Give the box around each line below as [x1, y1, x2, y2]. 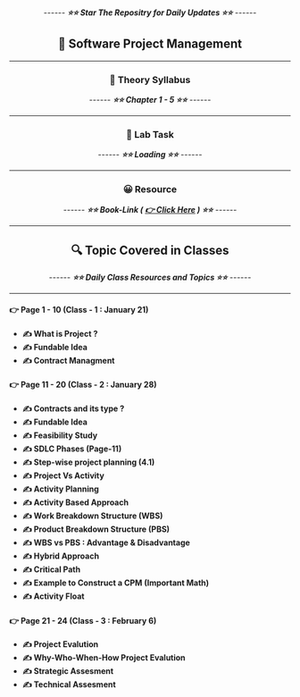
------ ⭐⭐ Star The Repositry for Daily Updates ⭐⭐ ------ [43, 7, 257, 18]
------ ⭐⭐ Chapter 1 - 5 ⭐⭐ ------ [88, 95, 212, 105]
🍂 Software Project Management [57, 37, 243, 52]
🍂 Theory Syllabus [109, 73, 191, 86]
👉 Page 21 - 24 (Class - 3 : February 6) [9, 615, 157, 626]
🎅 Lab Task [126, 129, 174, 141]
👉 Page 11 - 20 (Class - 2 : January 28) [9, 379, 158, 390]
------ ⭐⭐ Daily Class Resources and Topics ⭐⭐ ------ [48, 272, 252, 282]
